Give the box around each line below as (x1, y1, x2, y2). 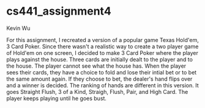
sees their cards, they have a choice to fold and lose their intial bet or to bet (6, 68, 197, 76)
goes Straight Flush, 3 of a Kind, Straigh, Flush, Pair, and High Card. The (6, 88, 188, 95)
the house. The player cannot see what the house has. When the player (6, 62, 187, 70)
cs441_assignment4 (6, 4, 111, 18)
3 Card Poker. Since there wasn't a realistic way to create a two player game (6, 43, 199, 50)
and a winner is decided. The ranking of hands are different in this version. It (6, 81, 199, 89)
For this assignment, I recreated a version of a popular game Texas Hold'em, (6, 36, 199, 43)
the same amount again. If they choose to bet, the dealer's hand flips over (6, 75, 193, 82)
